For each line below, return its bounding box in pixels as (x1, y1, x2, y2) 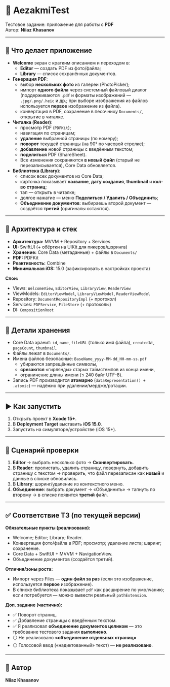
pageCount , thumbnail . (12, 345, 58, 351)
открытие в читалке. (20, 114, 65, 120)
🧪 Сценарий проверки (5, 446, 79, 454)
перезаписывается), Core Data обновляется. (20, 162, 116, 168)
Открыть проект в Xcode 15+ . (12, 416, 77, 422)
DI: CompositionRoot (12, 307, 54, 313)
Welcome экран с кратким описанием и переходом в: (12, 59, 130, 66)
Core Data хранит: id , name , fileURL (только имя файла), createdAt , (12, 340, 155, 346)
